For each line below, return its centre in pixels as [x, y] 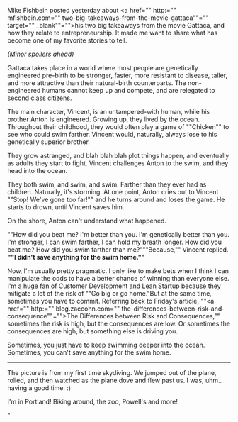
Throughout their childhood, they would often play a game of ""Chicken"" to [118, 127]
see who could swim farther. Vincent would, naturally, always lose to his [112, 134]
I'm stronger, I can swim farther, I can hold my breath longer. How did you [114, 242]
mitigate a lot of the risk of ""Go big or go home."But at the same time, [110, 293]
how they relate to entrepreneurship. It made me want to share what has [113, 33]
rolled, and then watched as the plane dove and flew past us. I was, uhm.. [115, 380]
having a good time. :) [39, 388]
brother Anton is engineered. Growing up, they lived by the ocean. [104, 119]
